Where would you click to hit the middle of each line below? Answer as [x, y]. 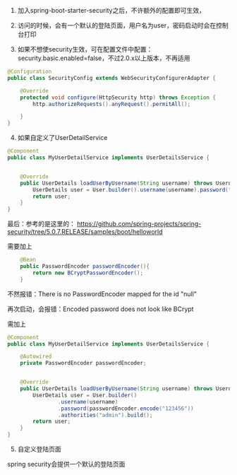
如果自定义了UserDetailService [62, 138]
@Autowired [36, 357]
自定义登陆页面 [39, 449]
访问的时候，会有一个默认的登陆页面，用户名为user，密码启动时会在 [117, 25]
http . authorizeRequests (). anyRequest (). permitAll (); [112, 104]
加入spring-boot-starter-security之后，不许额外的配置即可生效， [111, 10]
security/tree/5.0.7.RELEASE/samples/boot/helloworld [85, 232]
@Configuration [30, 71]
